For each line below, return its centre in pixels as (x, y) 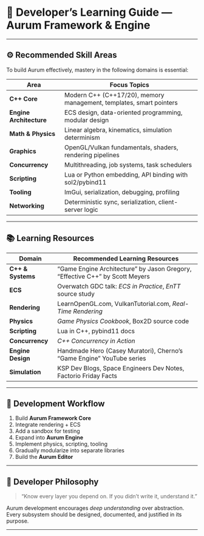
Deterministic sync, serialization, (110, 202)
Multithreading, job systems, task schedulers (128, 165)
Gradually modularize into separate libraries (70, 450)
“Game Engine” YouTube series (102, 358)
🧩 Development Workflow (56, 403)
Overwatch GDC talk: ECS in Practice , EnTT (119, 286)
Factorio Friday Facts (87, 376)
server (73, 209)
